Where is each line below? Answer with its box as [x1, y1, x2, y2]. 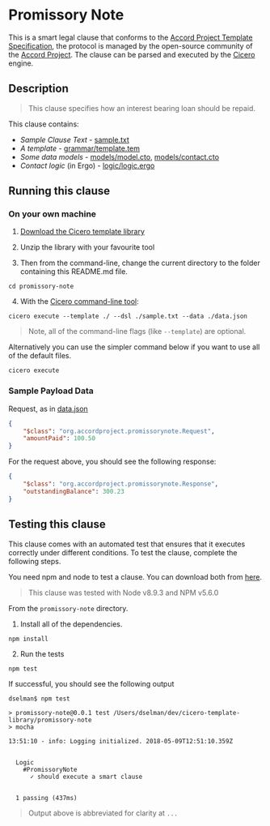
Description [8, 82, 69, 96]
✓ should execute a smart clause [29, 773, 143, 781]
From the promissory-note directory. [8, 603, 129, 613]
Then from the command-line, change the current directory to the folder [19, 258, 260, 268]
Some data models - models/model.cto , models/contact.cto [19, 152, 220, 161]
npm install [8, 635, 49, 643]
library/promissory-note [8, 716, 92, 724]
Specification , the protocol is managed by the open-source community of [8, 41, 253, 50]
